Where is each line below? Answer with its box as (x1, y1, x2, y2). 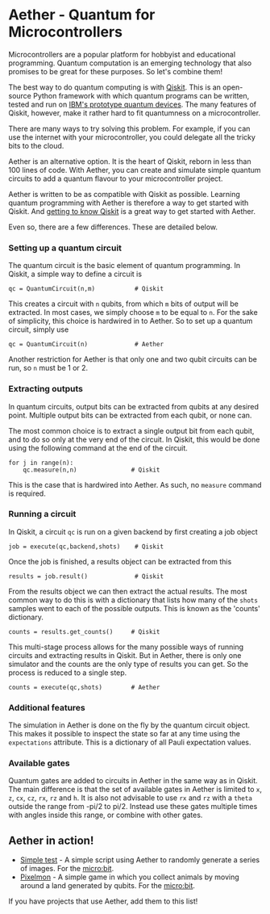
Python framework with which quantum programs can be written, (33, 90, 250, 100)
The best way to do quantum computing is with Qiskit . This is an (8, 82, 222, 92)
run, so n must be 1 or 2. (8, 363, 89, 373)
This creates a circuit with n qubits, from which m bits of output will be (8, 299, 239, 308)
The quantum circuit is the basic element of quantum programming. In (8, 261, 241, 270)
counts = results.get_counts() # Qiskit (8, 627, 160, 635)
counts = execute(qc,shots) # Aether (8, 683, 160, 691)
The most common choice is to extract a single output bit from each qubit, (8, 426, 255, 435)
